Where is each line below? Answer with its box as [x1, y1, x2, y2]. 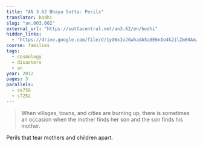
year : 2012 [6, 70, 34, 77]
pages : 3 [6, 76, 28, 82]
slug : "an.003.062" [6, 20, 56, 26]
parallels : [6, 82, 34, 88]
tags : [6, 48, 20, 54]
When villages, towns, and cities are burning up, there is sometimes [21, 109, 190, 116]
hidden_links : [6, 31, 42, 37]
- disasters [11, 59, 42, 65]
